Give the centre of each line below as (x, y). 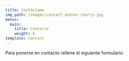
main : (16, 24)
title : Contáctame (25, 10)
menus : (12, 19)
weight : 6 (25, 34)
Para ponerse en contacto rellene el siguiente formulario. (65, 53)
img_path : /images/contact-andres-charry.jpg (54, 15)
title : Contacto (32, 29)
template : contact (25, 39)
